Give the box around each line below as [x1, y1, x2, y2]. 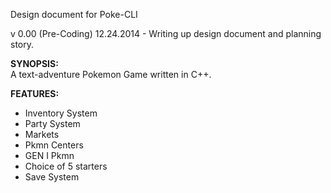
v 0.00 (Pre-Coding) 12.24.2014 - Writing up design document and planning [10, 28, 322, 39]
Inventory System [24, 107, 98, 119]
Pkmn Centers [24, 139, 84, 151]
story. [10, 39, 35, 50]
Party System [24, 118, 81, 129]
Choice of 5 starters [24, 160, 108, 172]
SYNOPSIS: [10, 58, 59, 69]
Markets [24, 129, 60, 140]
